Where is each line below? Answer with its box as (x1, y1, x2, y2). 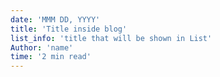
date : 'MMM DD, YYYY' (10, 14, 101, 25)
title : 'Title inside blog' (10, 24, 128, 34)
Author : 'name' (10, 42, 74, 53)
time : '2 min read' (10, 52, 92, 62)
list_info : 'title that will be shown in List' (10, 33, 213, 43)
